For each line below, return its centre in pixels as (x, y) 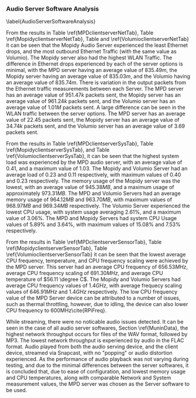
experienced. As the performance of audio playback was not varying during (97, 359)
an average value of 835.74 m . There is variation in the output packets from (96, 83)
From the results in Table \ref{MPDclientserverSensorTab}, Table (84, 242)
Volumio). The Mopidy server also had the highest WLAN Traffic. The (89, 58)
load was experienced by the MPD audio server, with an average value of (94, 162)
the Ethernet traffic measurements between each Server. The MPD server (95, 89)
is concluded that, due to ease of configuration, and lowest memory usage (96, 372)
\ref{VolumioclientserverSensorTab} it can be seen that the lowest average (96, 255)
